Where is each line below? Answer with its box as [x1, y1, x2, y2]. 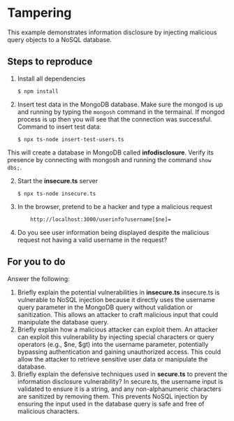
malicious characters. [17, 407, 80, 415]
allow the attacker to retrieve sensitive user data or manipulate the [17, 355, 208, 363]
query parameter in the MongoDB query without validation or [17, 303, 193, 311]
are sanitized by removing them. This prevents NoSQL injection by [17, 392, 208, 400]
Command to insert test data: [17, 122, 102, 131]
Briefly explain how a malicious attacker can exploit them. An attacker [17, 325, 218, 334]
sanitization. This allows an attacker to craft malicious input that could [17, 310, 219, 319]
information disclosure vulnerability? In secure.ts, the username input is [17, 377, 224, 385]
